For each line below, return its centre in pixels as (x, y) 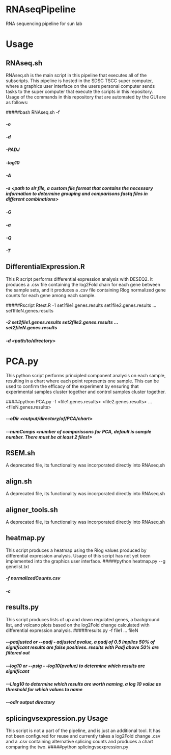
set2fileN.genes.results (32, 328)
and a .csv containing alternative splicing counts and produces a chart (79, 742)
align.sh (19, 481)
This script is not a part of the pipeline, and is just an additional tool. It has (83, 730)
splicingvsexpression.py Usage (57, 718)
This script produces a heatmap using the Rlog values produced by (76, 550)
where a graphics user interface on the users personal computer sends (80, 86)
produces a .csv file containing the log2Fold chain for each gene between (83, 284)
